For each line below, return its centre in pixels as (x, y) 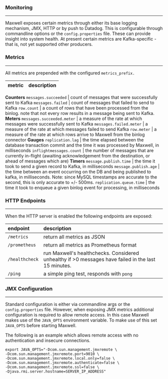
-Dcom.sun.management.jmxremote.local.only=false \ (60, 358)
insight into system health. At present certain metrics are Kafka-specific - (81, 39)
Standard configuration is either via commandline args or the (68, 304)
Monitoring (19, 7)
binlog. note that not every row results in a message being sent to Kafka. (80, 113)
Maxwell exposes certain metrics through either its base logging (71, 23)
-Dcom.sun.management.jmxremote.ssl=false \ (52, 367)
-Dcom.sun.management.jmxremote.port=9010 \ (52, 354)
